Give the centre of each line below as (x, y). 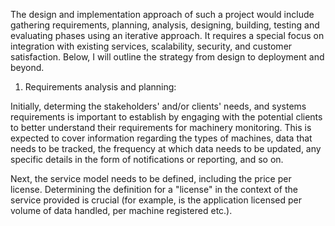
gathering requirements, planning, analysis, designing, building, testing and (165, 25)
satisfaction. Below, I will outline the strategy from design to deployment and (167, 57)
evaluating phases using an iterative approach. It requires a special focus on (167, 35)
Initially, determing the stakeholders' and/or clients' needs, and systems (158, 106)
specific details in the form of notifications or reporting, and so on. (147, 159)
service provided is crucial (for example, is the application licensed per (156, 200)
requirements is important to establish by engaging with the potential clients (166, 117)
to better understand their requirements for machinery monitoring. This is (161, 127)
